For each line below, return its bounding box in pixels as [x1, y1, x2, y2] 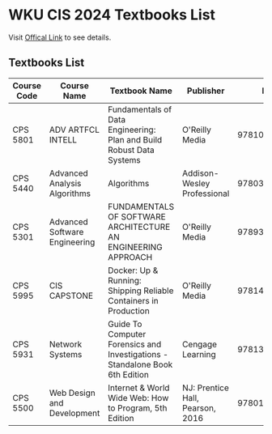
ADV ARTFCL [49, 124, 100, 135]
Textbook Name [109, 85, 172, 96]
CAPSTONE [49, 290, 94, 301]
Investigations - [108, 348, 168, 360]
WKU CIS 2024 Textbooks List [8, 6, 216, 24]
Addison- [181, 168, 219, 179]
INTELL [49, 134, 78, 145]
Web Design [49, 387, 96, 398]
